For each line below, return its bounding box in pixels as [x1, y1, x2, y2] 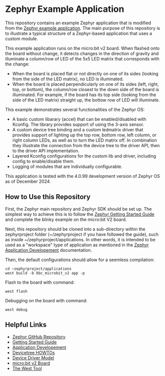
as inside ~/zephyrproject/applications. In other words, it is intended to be [5, 236, 156, 242]
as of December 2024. [5, 178, 51, 184]
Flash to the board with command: [5, 279, 75, 285]
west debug [5, 307, 28, 312]
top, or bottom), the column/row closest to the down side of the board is [12, 86, 160, 92]
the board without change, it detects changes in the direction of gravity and [5, 51, 159, 56]
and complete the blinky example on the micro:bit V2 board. [5, 216, 127, 222]
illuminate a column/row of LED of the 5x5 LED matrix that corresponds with [5, 55, 160, 61]
